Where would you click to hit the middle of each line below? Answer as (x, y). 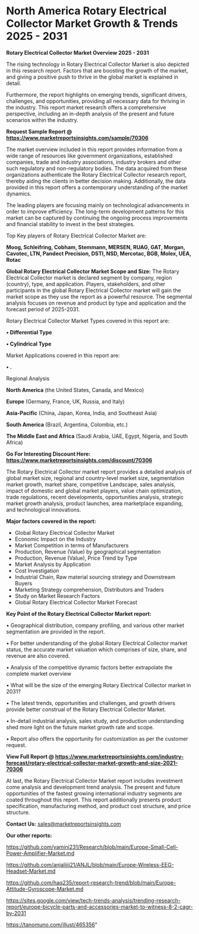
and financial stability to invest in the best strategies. (70, 224)
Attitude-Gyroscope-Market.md (45, 889)
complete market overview (39, 673)
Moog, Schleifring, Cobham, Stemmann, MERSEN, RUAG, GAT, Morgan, (96, 247)
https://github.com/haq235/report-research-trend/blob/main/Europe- (91, 882)
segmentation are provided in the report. (56, 631)
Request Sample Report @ (39, 131)
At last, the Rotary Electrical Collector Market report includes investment (94, 781)
